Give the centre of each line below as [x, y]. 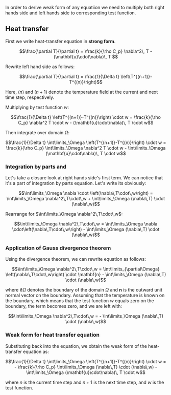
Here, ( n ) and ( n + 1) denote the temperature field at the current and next [82, 92]
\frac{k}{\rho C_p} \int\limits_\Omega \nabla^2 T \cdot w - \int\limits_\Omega [86, 148]
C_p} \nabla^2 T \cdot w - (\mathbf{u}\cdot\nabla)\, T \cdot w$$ [86, 122]
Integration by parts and [36, 167]
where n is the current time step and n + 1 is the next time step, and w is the [85, 382]
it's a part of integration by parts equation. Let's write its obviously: [76, 183]
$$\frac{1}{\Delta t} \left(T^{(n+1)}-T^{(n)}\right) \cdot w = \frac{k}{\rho [86, 117]
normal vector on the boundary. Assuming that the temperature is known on [85, 295]
